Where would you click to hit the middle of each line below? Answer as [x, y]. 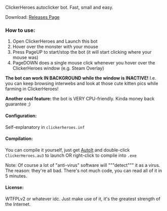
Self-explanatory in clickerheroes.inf [45, 127]
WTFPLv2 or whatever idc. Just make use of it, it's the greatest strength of [83, 199]
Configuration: [21, 116]
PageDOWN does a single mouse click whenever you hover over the [84, 63]
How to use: [20, 30]
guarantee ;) [18, 104]
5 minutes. [16, 176]
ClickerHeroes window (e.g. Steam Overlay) [58, 68]
